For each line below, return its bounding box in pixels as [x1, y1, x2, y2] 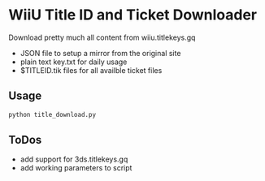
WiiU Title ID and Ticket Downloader [8, 6, 258, 24]
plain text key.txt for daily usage [20, 57, 128, 67]
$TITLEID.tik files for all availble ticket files [20, 65, 163, 75]
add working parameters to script [20, 163, 132, 173]
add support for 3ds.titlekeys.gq [20, 154, 128, 164]
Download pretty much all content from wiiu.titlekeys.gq [8, 32, 196, 42]
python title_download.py [8, 110, 96, 119]
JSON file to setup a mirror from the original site [20, 48, 181, 58]
